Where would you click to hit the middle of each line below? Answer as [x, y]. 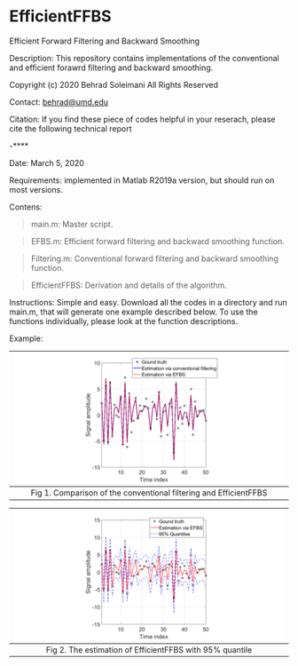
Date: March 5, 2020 [47, 163]
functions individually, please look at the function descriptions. [123, 321]
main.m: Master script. [72, 224]
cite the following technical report [71, 128]
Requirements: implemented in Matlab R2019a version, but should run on [142, 180]
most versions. [36, 189]
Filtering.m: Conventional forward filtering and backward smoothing [155, 258]
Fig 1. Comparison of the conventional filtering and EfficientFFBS [149, 493]
